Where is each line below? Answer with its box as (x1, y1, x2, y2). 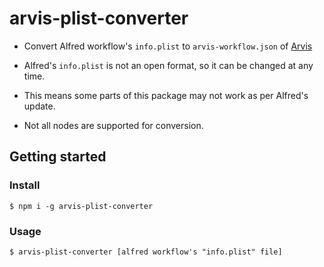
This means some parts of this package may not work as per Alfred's (23, 89, 309, 101)
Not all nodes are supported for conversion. (23, 119, 204, 131)
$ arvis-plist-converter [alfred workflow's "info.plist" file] (9, 247, 283, 257)
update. (23, 100, 56, 112)
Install (9, 178, 41, 192)
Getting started (9, 148, 107, 166)
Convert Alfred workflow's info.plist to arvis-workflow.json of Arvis (23, 40, 313, 52)
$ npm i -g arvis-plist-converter (9, 201, 154, 211)
